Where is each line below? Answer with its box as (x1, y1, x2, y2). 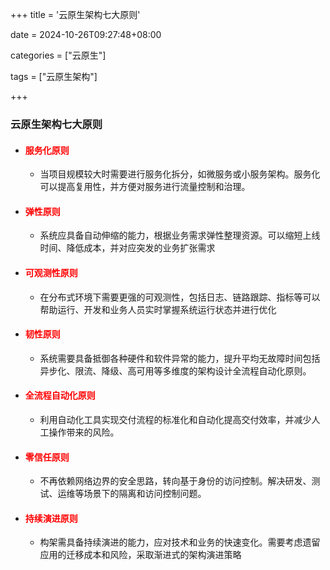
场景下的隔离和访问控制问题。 (83, 488, 207, 500)
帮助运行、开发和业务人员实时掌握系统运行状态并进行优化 (39, 303, 277, 315)
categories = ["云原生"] (10, 49, 107, 61)
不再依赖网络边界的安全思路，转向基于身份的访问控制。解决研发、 (39, 475, 312, 487)
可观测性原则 (24, 266, 78, 278)
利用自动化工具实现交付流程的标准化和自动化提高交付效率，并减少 (39, 413, 312, 425)
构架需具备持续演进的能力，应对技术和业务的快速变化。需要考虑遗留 (39, 536, 321, 548)
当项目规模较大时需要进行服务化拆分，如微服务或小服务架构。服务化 (39, 168, 321, 180)
